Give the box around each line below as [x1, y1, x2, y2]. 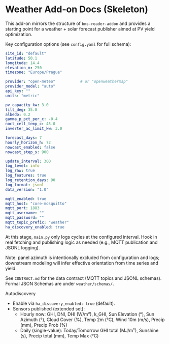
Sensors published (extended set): [12, 305, 85, 311]
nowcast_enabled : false [5, 145, 56, 150]
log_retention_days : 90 [5, 178, 56, 183]
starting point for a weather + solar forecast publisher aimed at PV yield [5, 25, 155, 32]
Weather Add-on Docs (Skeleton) [5, 4, 148, 15]
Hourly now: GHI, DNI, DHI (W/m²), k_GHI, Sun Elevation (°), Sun [20, 311, 155, 317]
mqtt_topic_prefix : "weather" [5, 220, 70, 225]
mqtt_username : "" [5, 210, 44, 216]
